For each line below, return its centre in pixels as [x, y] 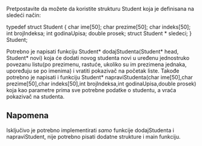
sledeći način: [24, 15]
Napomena [28, 115]
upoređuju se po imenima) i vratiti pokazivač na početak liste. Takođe [93, 71]
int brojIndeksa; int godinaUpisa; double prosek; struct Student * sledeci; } [99, 33]
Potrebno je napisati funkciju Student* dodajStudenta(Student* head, [93, 51]
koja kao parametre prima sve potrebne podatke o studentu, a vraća [91, 90]
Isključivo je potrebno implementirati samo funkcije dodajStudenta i [90, 130]
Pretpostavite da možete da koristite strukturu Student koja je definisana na [100, 9]
